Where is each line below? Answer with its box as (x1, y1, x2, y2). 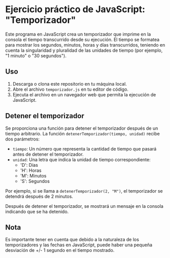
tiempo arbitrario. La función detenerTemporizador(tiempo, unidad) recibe (5, 130, 160, 136)
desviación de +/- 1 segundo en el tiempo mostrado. (5, 247, 115, 253)
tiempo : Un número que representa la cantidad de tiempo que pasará (12, 145, 157, 152)
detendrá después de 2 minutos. (5, 193, 74, 199)
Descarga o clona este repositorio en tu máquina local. (12, 81, 127, 87)
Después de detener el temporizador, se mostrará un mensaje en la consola (5, 203, 164, 209)
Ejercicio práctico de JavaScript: (5, 4, 146, 15)
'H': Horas (20, 167, 42, 173)
